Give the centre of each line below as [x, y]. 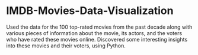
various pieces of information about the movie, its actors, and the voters [94, 33]
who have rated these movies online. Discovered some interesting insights [97, 39]
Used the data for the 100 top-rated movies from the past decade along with [99, 27]
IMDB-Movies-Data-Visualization [90, 11]
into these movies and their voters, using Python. [66, 46]
